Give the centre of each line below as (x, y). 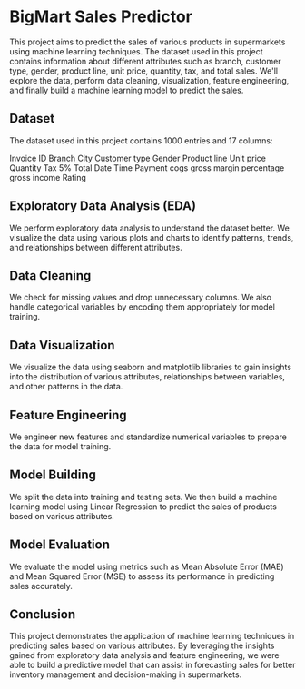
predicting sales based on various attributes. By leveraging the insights (142, 645)
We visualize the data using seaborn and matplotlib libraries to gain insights (151, 367)
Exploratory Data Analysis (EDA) (103, 206)
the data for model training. (60, 446)
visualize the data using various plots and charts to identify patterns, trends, (152, 237)
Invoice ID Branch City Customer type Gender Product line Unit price (138, 158)
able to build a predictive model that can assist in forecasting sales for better (152, 665)
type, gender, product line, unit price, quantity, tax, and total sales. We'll (144, 71)
